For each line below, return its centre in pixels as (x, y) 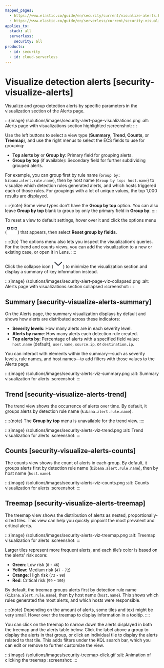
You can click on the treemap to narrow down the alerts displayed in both (79, 624)
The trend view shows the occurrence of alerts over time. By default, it (76, 406)
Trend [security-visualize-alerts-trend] (66, 394)
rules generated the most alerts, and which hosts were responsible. (73, 600)
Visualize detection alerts (58, 82)
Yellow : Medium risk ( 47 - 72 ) (41, 570)
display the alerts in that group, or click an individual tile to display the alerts (81, 635)
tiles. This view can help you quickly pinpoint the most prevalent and (86, 520)
